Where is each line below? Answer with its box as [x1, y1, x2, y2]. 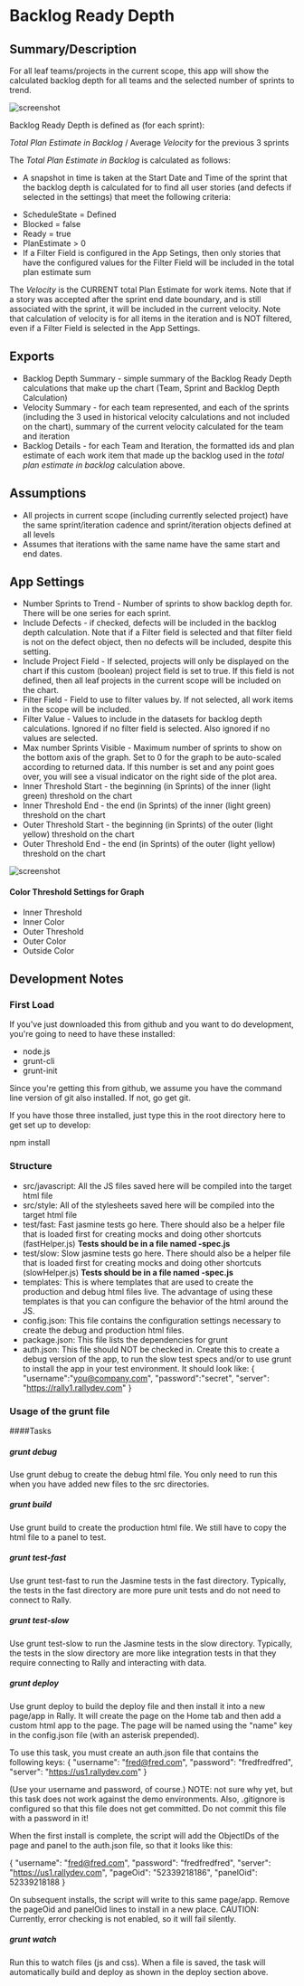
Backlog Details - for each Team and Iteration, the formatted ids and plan [22, 440, 295, 451]
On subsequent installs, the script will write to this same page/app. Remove [9, 1894, 290, 1905]
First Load [9, 998, 54, 1011]
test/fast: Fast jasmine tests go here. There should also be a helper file [22, 1219, 286, 1230]
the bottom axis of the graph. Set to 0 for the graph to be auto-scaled [22, 752, 281, 763]
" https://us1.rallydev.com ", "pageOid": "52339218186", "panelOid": [9, 1867, 258, 1877]
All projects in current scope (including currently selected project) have [22, 509, 289, 520]
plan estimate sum [22, 267, 91, 277]
